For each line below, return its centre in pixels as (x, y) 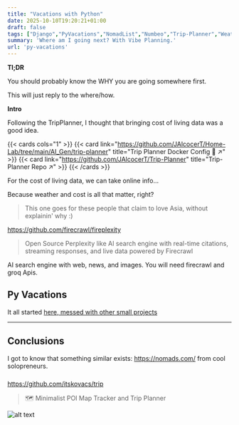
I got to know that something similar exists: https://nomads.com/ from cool (116, 358)
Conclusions (36, 341)
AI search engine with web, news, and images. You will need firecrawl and (116, 265)
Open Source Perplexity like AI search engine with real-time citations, (127, 244)
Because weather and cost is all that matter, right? (81, 194)
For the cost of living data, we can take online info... (83, 180)
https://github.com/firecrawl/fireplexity (64, 230)
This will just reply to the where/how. (61, 95)
